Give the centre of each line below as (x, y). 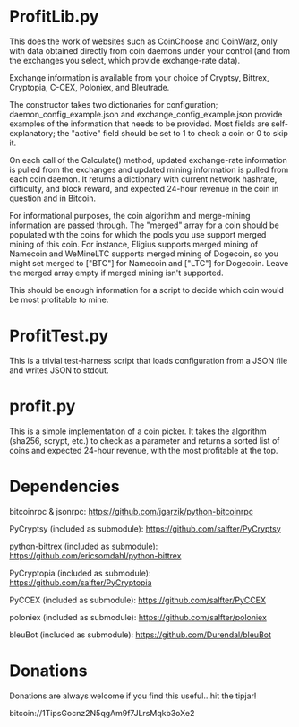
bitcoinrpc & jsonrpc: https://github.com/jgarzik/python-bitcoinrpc (131, 511)
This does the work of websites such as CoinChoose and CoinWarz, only (143, 41)
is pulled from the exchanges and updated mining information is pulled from (149, 169)
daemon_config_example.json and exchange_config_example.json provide (146, 114)
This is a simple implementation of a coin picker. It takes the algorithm (138, 431)
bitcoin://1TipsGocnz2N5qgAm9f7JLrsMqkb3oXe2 (102, 713)
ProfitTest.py (59, 336)
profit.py (43, 407)
